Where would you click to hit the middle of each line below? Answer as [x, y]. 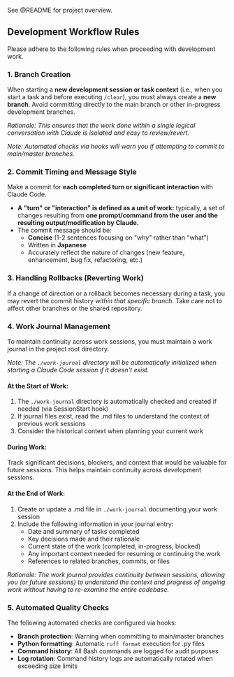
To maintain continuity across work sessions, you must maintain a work [110, 341]
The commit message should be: [64, 231]
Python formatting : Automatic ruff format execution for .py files [111, 643]
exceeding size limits [47, 666]
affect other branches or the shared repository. [75, 308]
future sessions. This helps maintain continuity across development [104, 470]
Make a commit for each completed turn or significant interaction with [110, 187]
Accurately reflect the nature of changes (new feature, [106, 253]
